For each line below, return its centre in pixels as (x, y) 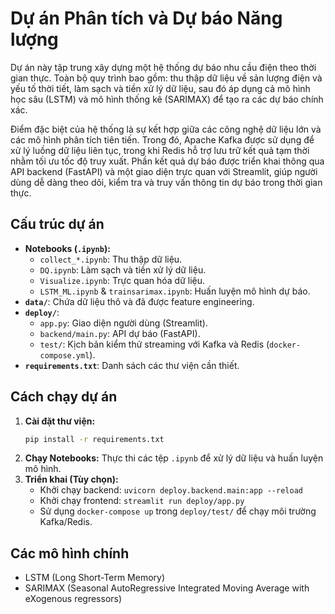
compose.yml (64, 355)
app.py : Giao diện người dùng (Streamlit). (123, 323)
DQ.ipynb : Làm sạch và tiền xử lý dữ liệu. (123, 269)
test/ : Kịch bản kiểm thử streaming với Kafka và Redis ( (154, 344)
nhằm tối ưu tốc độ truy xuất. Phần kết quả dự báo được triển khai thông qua (167, 161)
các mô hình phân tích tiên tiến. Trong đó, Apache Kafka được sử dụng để (162, 139)
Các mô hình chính (70, 553)
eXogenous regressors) (73, 599)
